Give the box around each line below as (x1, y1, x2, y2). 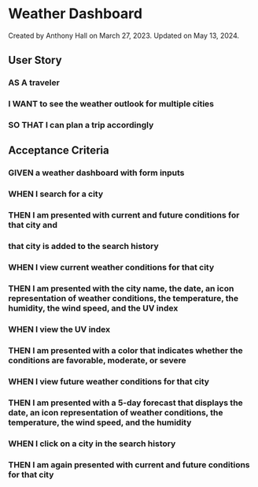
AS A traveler (8, 77, 61, 88)
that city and (8, 220, 57, 231)
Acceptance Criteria (8, 143, 109, 158)
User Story (8, 54, 62, 67)
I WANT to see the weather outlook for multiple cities (8, 99, 215, 110)
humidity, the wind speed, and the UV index (8, 303, 179, 314)
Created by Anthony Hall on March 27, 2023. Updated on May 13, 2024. (8, 31, 240, 40)
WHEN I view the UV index (8, 324, 111, 335)
